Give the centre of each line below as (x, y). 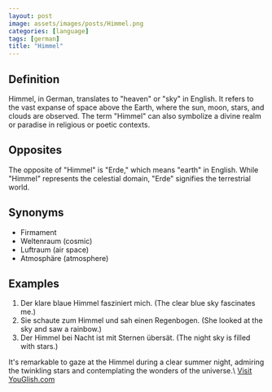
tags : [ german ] (34, 39)
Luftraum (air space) (55, 250)
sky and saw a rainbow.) (61, 329)
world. (19, 187)
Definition (34, 79)
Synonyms (36, 213)
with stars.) (39, 346)
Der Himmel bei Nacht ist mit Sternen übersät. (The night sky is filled (135, 338)
